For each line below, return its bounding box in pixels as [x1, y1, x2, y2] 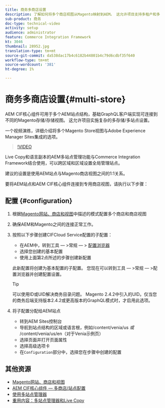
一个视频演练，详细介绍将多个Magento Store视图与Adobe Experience [5, 128, 146, 134]
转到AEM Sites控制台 [19, 318, 62, 324]
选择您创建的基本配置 [19, 248, 63, 254]
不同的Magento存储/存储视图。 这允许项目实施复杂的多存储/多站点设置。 [5, 117, 152, 123]
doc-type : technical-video [5, 21, 60, 26]
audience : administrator [5, 30, 56, 35]
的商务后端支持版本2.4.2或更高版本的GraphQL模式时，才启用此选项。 [12, 297, 153, 303]
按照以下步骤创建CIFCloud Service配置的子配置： [12, 232, 112, 238]
